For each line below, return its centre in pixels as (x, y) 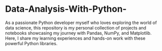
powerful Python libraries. (31, 43)
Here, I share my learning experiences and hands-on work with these (75, 38)
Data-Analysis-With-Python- (66, 9)
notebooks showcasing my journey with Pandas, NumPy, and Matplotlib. (78, 33)
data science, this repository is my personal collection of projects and (76, 27)
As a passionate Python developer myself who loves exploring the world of (81, 23)
